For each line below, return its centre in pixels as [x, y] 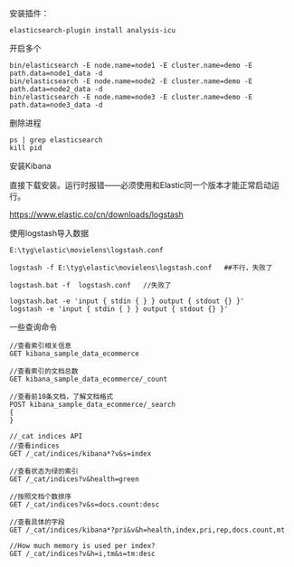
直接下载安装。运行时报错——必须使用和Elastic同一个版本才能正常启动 [141, 185]
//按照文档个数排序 [41, 496]
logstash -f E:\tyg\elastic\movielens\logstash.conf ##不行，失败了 [141, 268]
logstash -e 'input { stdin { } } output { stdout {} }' [119, 309]
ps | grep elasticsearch [56, 140]
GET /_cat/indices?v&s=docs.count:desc [85, 505]
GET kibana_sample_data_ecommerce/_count [89, 379]
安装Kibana [30, 166]
